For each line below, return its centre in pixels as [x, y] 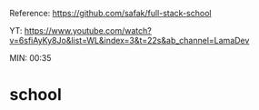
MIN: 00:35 [30, 58]
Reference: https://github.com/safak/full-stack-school [110, 13]
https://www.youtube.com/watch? [88, 30]
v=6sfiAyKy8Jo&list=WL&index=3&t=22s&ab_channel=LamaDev [129, 40]
